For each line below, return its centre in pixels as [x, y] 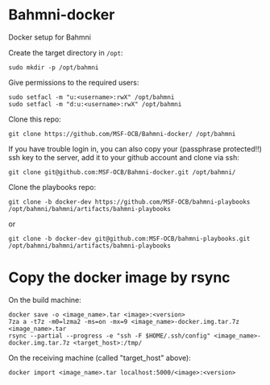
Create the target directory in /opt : [66, 52]
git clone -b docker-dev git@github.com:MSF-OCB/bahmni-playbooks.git [129, 238]
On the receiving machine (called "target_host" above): [100, 358]
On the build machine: [45, 300]
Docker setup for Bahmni [50, 37]
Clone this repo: [35, 119]
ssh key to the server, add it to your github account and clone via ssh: [124, 157]
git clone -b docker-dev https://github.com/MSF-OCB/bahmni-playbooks [129, 202]
